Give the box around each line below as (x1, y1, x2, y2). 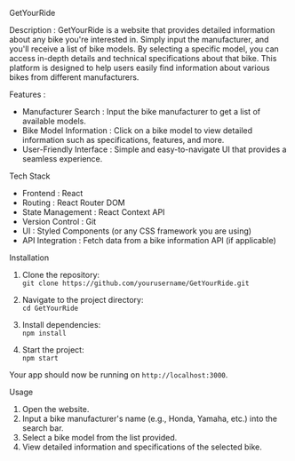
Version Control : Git (21, 217, 97, 227)
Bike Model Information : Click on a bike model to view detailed (21, 125, 253, 136)
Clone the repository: (21, 270, 100, 280)
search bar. (21, 423, 64, 433)
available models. (21, 115, 87, 126)
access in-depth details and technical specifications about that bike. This (9, 53, 277, 63)
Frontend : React (21, 188, 84, 198)
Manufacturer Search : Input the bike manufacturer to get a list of (21, 107, 260, 116)
